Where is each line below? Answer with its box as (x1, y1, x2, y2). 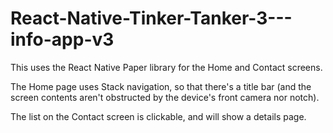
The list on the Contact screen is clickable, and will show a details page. (10, 110, 307, 122)
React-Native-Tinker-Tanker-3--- (10, 7, 293, 30)
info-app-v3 (10, 28, 115, 51)
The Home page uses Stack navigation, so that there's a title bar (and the (10, 80, 312, 92)
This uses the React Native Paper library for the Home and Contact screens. (10, 61, 323, 73)
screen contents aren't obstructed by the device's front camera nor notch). (10, 91, 320, 103)
